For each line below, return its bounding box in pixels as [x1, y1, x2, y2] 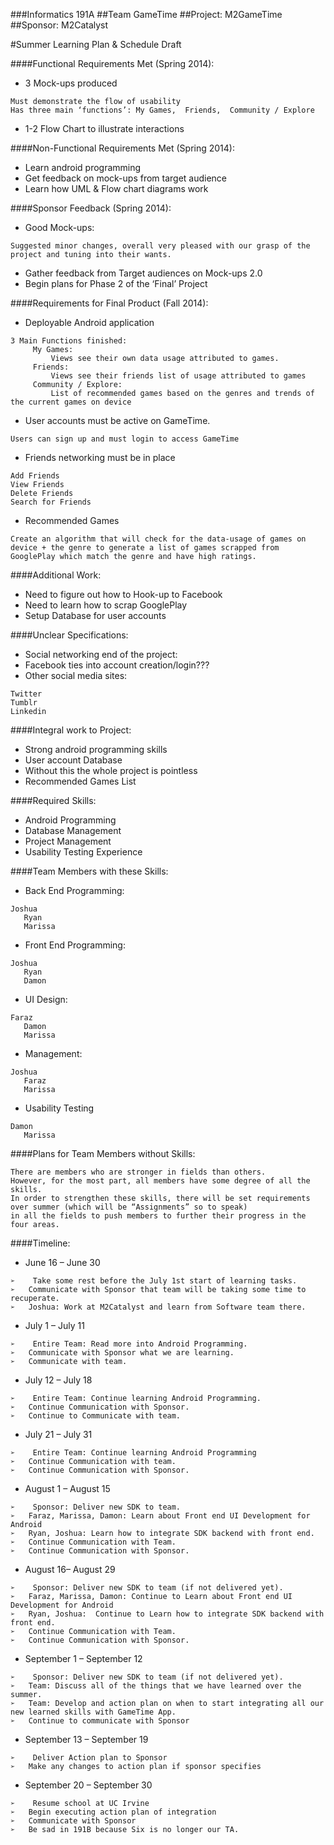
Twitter [10, 689, 43, 699]
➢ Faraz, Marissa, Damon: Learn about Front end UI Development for [10, 1511, 311, 1521]
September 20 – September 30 [24, 1779, 153, 1791]
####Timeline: [10, 1237, 71, 1249]
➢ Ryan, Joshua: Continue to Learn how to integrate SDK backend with [10, 1609, 325, 1619]
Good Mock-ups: [24, 222, 95, 233]
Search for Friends [10, 497, 92, 507]
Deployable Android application [24, 317, 155, 328]
